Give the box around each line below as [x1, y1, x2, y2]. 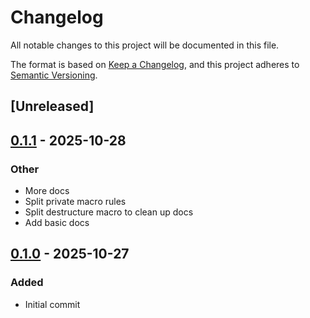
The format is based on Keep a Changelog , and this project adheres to [10, 58, 300, 70]
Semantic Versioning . [10, 69, 98, 81]
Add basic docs [24, 217, 90, 229]
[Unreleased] [10, 98, 95, 115]
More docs [24, 185, 70, 197]
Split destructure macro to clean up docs [24, 206, 194, 218]
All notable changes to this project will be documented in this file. [10, 39, 280, 51]
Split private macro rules [24, 196, 127, 208]
